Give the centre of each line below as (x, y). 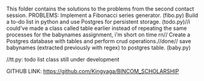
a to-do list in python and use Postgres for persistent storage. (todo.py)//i (98, 22)
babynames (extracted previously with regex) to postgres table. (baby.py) (99, 48)
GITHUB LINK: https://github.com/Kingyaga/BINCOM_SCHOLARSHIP (93, 71)
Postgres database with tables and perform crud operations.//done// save (99, 41)
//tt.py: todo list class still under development (63, 59)
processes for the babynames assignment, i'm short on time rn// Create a (98, 35)
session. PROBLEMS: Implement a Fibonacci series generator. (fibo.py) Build (102, 15)
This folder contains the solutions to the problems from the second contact (100, 9)
